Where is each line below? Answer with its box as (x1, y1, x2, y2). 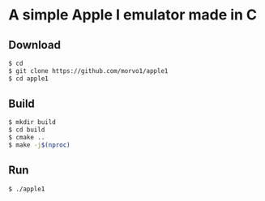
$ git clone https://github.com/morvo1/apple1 (8, 66, 169, 75)
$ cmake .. (8, 134, 45, 142)
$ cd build (8, 126, 45, 135)
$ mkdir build (8, 118, 57, 126)
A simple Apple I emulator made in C (8, 6, 258, 24)
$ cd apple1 (8, 75, 49, 83)
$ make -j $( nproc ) (8, 141, 71, 149)
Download (8, 38, 61, 52)
